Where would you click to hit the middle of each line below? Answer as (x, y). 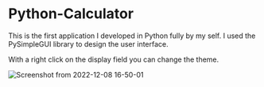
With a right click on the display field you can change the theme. (114, 59)
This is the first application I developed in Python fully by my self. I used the (132, 36)
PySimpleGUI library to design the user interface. (88, 43)
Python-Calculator (71, 14)
